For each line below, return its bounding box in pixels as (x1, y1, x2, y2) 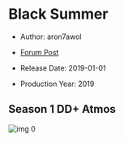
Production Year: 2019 (19, 79, 95, 88)
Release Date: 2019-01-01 (19, 62, 107, 73)
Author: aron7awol (19, 32, 82, 41)
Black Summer (8, 5, 109, 24)
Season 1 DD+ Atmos (8, 102, 116, 116)
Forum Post (19, 47, 59, 57)
